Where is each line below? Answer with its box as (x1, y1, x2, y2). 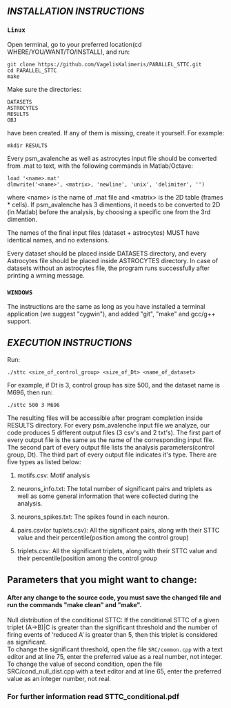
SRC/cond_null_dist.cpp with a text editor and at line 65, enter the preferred (7, 667, 222, 676)
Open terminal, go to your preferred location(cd (7, 40, 142, 48)
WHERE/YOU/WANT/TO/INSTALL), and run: (7, 48, 130, 56)
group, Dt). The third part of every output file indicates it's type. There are (7, 450, 217, 459)
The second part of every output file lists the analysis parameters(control (7, 443, 215, 451)
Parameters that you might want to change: (7, 574, 198, 586)
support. (7, 317, 32, 325)
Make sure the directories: (7, 85, 82, 93)
